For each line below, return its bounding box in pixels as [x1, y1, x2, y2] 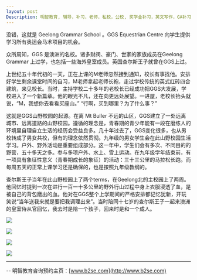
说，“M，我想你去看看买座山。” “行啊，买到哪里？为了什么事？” [6, 100, 158, 107]
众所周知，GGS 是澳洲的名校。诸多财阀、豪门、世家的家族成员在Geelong [6, 50, 183, 57]
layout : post [6, 8, 38, 15]
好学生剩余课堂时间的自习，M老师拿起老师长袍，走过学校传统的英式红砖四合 [6, 77, 191, 85]
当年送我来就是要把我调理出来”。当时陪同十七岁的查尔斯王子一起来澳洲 [18, 197, 191, 205]
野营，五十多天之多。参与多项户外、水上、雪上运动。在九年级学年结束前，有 [6, 149, 191, 156]
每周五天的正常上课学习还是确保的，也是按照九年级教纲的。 [6, 163, 150, 170]
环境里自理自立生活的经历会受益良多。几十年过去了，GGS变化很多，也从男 [6, 127, 186, 134]
